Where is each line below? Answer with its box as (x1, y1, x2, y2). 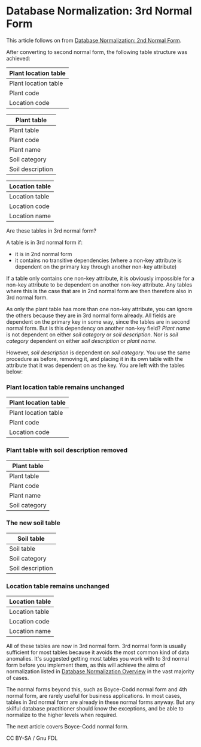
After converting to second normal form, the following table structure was (6, 48, 188, 55)
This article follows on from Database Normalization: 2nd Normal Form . (6, 37, 182, 44)
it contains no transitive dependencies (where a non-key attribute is (14, 257, 182, 264)
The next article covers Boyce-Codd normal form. (6, 723, 129, 730)
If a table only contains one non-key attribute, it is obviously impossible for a (6, 275, 194, 282)
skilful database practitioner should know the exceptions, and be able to (6, 705, 184, 712)
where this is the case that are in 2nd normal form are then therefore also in (6, 287, 193, 294)
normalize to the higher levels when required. (6, 712, 118, 719)
